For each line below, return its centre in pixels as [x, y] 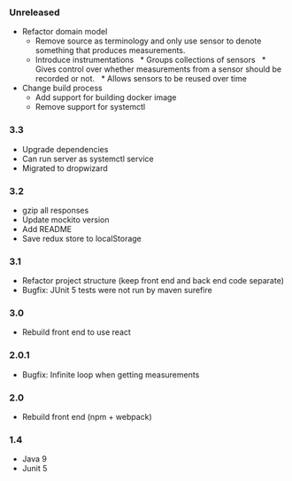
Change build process [62, 88]
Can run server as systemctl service [88, 159]
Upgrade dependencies [65, 149]
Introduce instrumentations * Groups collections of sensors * [150, 60]
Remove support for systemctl [90, 107]
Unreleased [35, 12]
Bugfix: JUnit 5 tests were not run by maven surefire [117, 291]
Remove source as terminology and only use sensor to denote [148, 41]
